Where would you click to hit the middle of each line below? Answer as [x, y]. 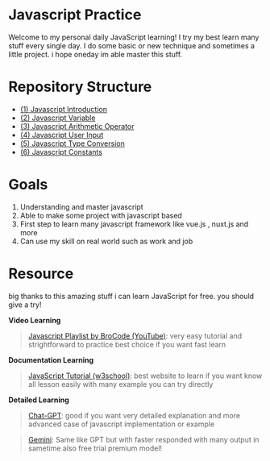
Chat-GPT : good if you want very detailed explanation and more [134, 415]
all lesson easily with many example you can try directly [120, 384]
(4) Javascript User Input [62, 135]
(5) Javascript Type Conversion [72, 143]
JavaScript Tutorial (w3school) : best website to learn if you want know [145, 376]
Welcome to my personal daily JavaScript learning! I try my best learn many [134, 37]
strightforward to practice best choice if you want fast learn [127, 344]
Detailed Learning [39, 400]
